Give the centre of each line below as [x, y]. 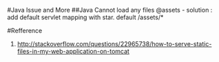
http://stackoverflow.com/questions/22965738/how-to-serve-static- [114, 44]
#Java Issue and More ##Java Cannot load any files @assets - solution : [110, 10]
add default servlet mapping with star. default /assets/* [85, 17]
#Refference [25, 31]
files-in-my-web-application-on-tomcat [73, 51]
